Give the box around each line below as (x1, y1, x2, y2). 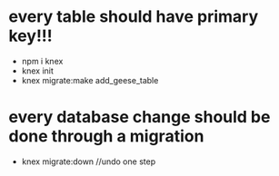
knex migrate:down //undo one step (21, 156, 156, 167)
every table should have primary (8, 6, 259, 27)
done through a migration (8, 126, 204, 147)
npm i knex (21, 55, 64, 66)
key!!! (8, 25, 54, 46)
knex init (21, 65, 54, 76)
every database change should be (8, 107, 271, 128)
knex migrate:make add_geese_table (21, 74, 159, 85)
